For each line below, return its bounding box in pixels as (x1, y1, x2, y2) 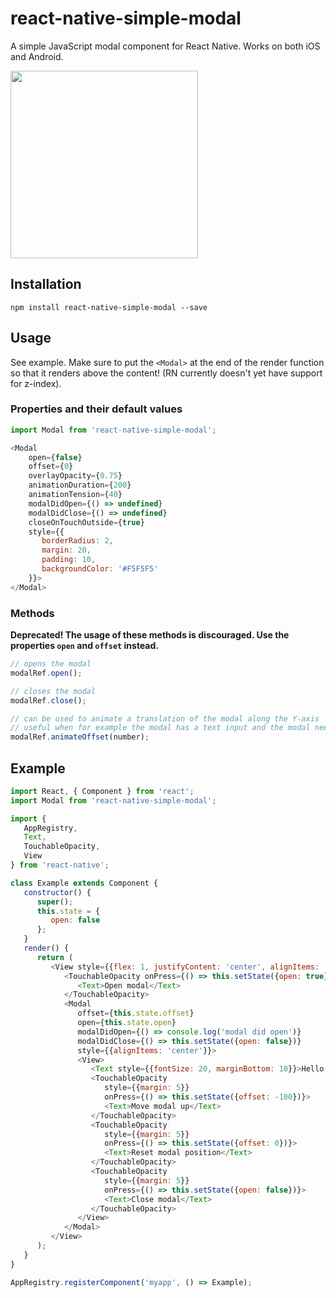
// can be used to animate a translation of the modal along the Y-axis (10, 713, 320, 724)
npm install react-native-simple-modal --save (10, 302, 208, 312)
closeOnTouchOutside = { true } (28, 517, 145, 527)
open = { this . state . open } (77, 1018, 177, 1028)
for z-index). (10, 377, 62, 389)
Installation (10, 276, 82, 293)
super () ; (36, 897, 74, 907)
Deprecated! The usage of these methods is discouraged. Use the (10, 629, 290, 641)
